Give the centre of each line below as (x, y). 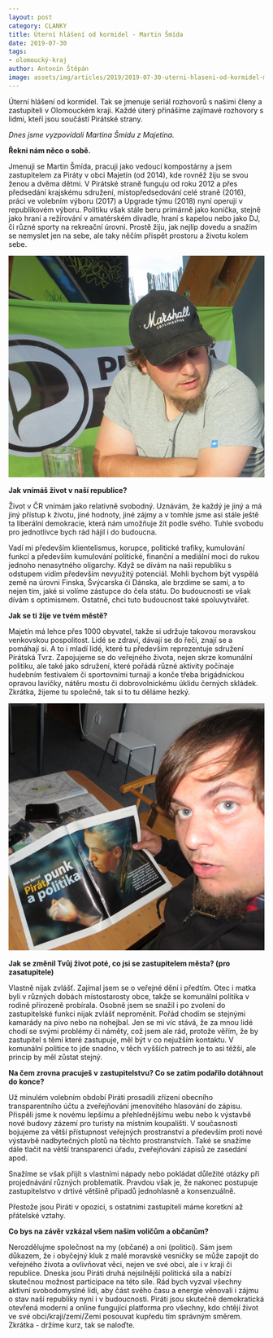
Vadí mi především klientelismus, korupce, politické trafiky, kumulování (127, 548)
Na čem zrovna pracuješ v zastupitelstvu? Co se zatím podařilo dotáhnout (136, 1072)
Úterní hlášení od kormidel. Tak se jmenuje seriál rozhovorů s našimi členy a (135, 101)
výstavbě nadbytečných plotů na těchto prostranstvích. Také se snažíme (130, 1140)
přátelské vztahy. (37, 1215)
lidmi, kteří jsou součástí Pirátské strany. (76, 119)
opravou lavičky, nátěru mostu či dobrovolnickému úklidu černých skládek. (133, 684)
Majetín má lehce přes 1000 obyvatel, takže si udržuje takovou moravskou (132, 632)
